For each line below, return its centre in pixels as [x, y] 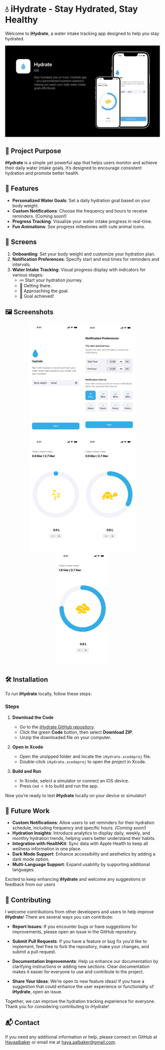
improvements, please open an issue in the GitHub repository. [75, 932]
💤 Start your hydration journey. [51, 280]
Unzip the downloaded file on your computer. [65, 737]
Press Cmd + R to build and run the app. [59, 786]
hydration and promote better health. [42, 173]
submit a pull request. [34, 952]
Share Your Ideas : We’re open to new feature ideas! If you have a [78, 981]
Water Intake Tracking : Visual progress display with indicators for [79, 270]
